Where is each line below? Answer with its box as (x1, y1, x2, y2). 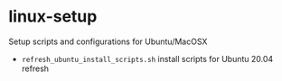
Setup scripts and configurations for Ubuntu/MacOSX (8, 36, 208, 47)
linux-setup (8, 6, 98, 27)
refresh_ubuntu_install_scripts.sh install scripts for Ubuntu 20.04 (21, 53, 274, 64)
